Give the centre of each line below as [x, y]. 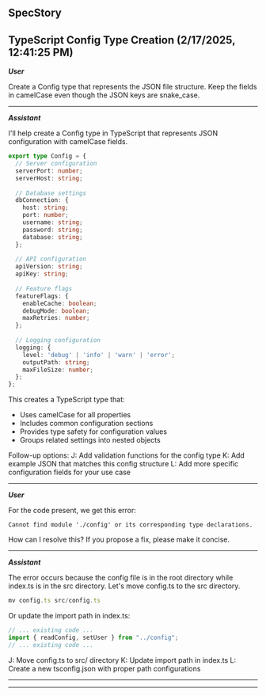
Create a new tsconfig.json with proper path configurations [104, 668]
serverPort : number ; [49, 171]
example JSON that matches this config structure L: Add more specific [123, 464]
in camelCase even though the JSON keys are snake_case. [104, 95]
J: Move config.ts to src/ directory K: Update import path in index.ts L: [122, 660]
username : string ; [53, 222]
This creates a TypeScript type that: [66, 400]
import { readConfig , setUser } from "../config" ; [93, 637]
